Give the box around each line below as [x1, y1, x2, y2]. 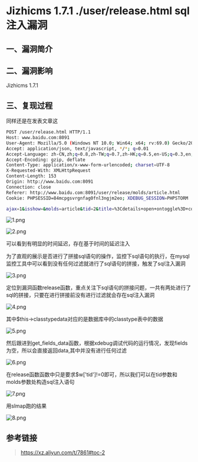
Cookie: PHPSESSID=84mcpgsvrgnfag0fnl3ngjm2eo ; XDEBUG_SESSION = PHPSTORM [6, 195, 189, 201]
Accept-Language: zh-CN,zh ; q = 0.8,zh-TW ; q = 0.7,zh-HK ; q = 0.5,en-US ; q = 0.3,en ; [6, 151, 194, 157]
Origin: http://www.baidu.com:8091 [6, 179, 94, 185]
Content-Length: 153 [6, 173, 57, 179]
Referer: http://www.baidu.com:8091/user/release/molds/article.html [6, 189, 181, 196]
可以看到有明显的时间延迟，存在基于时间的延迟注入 [6, 240, 130, 247]
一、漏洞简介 [6, 44, 53, 54]
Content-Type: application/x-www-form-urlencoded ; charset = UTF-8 [6, 162, 170, 168]
